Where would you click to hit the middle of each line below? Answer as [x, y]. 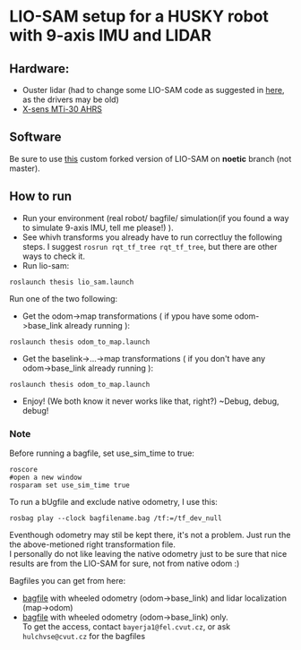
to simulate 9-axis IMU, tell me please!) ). [98, 227]
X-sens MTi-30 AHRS [62, 109]
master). [25, 168]
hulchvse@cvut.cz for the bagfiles [84, 636]
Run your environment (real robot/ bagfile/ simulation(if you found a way [155, 218]
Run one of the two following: [64, 298]
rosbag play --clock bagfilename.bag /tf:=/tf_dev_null [116, 518]
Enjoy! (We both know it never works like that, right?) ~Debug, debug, [150, 401]
